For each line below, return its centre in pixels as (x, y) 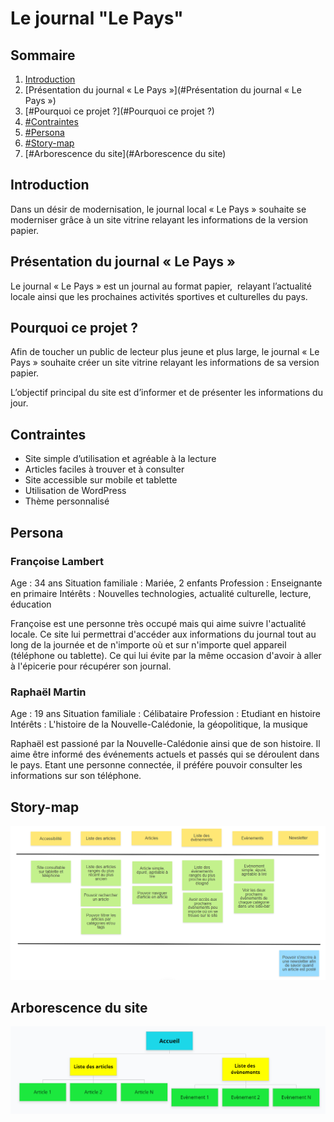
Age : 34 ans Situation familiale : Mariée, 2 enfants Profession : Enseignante (166, 583)
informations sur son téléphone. (76, 776)
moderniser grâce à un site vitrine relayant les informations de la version (159, 219)
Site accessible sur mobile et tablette (101, 480)
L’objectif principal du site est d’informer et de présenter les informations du (166, 393)
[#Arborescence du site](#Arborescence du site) (125, 153)
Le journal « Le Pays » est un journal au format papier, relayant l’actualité (161, 286)
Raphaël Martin (48, 692)
